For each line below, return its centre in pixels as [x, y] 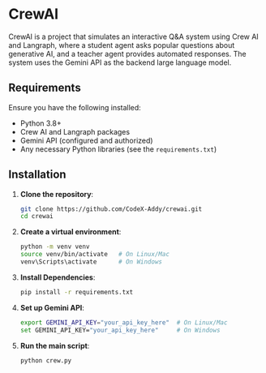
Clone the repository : [57, 194]
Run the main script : [55, 345]
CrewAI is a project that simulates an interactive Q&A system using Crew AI [134, 36]
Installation [37, 175]
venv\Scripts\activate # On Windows [91, 262]
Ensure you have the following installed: [75, 107]
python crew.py [46, 360]
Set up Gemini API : [52, 307]
